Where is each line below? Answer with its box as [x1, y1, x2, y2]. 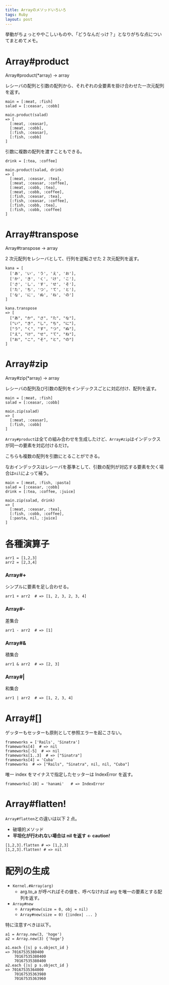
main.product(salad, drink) [5, 167, 65, 172]
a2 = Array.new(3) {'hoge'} [5, 936, 65, 942]
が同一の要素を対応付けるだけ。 [5, 442, 72, 449]
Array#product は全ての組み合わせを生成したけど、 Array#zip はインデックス [5, 436, 161, 442]
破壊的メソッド [12, 826, 44, 832]
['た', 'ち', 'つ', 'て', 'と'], [10, 287, 77, 292]
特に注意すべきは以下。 [5, 922, 54, 928]
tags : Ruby [5, 12, 28, 17]
